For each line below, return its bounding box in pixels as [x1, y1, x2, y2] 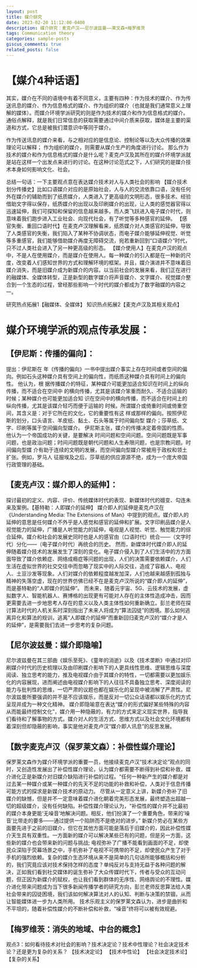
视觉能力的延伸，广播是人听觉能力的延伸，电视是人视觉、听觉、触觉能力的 [6, 526, 186, 533]
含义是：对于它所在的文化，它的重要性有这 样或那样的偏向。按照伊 [21, 409, 182, 416]
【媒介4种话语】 [6, 74, 85, 87]
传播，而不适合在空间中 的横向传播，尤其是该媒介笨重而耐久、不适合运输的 [6, 387, 188, 394]
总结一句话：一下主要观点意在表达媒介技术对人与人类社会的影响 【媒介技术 [6, 178, 188, 185]
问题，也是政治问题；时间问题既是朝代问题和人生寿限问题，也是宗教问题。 [6, 439, 186, 446]
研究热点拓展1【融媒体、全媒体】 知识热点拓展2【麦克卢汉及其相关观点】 [6, 301, 183, 308]
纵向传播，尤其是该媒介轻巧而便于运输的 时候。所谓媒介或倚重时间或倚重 [6, 402, 182, 409]
